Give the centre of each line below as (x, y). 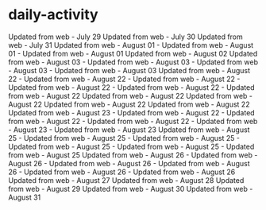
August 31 (25, 197)
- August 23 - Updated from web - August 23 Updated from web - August (129, 130)
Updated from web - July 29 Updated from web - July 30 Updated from (126, 37)
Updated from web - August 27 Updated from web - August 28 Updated (126, 180)
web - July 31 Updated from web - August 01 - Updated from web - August (131, 45)
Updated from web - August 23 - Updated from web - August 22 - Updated (132, 112)
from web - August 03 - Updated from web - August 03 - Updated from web (133, 62)
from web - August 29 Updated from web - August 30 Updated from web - (131, 189)
